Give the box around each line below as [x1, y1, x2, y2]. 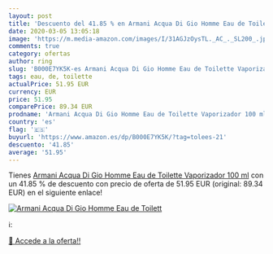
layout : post [8, 11, 53, 20]
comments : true [8, 42, 60, 50]
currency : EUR [8, 87, 57, 96]
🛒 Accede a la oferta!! [8, 236, 81, 246]
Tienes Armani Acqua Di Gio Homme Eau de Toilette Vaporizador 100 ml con [8, 170, 264, 180]
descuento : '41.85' [8, 140, 75, 149]
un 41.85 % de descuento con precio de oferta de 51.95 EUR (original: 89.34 [8, 179, 263, 189]
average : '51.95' [8, 148, 67, 156]
